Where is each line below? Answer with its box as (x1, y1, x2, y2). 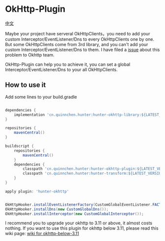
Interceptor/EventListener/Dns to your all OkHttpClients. (5, 66, 118, 72)
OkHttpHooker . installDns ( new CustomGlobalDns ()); (5, 207, 109, 212)
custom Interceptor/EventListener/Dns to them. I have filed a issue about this (5, 47, 160, 53)
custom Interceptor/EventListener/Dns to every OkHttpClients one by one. (5, 36, 155, 42)
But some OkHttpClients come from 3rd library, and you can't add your (5, 41, 148, 47)
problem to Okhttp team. (5, 52, 55, 57)
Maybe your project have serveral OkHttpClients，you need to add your (5, 30, 150, 36)
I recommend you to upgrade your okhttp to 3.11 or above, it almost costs (5, 220, 152, 226)
